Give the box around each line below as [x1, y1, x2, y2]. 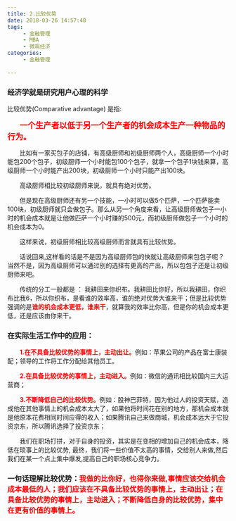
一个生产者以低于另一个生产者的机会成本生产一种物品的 [20, 120, 225, 130]
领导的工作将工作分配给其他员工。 [19, 357, 118, 365]
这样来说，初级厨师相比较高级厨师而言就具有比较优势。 [19, 237, 180, 246]
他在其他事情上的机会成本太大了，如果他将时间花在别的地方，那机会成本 [13, 404, 223, 413]
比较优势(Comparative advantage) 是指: [7, 104, 122, 113]
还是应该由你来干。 [19, 311, 75, 320]
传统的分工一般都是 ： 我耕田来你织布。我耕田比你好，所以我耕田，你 [19, 284, 220, 293]
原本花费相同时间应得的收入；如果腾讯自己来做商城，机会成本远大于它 [19, 413, 223, 422]
